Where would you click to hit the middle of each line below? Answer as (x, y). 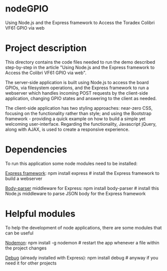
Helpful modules (40, 214)
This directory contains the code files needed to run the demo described (80, 62)
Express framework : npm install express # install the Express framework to (82, 173)
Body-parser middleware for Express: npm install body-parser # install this (82, 188)
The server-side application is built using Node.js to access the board (77, 82)
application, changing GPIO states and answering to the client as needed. (81, 98)
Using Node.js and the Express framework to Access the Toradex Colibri (80, 23)
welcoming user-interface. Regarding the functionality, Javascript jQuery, (81, 124)
